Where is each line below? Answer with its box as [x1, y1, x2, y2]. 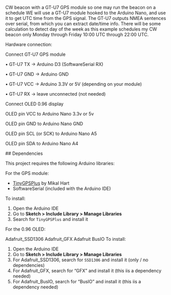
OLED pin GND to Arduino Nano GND [5, 121, 83, 127]
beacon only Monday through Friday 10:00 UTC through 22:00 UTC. [5, 32, 149, 37]
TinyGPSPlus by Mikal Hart [12, 180, 70, 186]
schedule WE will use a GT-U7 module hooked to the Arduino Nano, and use [5, 10, 166, 16]
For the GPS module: [5, 170, 49, 176]
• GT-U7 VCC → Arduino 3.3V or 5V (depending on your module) [5, 81, 142, 87]
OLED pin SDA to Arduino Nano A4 [5, 141, 78, 146]
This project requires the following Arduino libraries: [5, 161, 115, 166]
